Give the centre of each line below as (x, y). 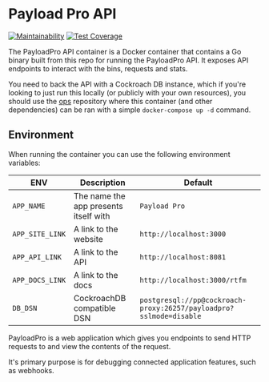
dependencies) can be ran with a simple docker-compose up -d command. (130, 110)
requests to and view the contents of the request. (90, 346)
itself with (92, 215)
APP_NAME (29, 206)
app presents (98, 206)
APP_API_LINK (37, 257)
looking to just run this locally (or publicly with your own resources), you (127, 92)
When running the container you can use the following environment (119, 154)
